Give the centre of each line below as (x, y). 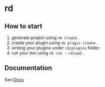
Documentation (28, 68)
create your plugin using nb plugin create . (55, 43)
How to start (23, 26)
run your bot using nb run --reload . (48, 53)
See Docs (14, 79)
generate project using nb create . (46, 37)
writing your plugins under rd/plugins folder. (56, 48)
